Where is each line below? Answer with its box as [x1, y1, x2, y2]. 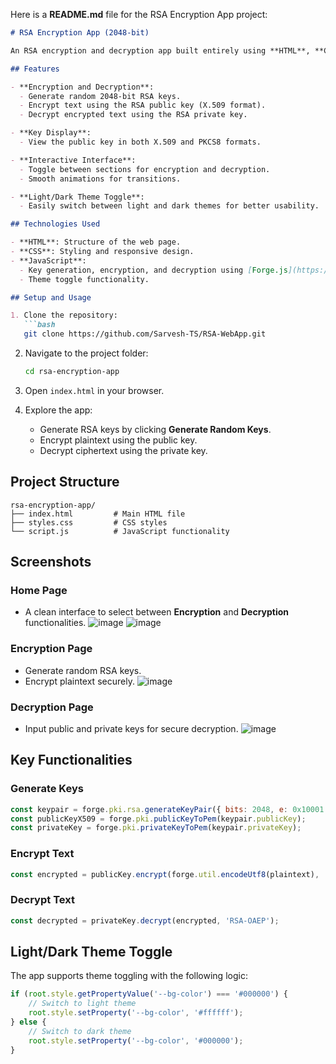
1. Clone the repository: [10, 310, 118, 321]
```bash [23, 320, 56, 330]
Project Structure [10, 474, 120, 491]
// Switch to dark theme [28, 1026, 132, 1036]
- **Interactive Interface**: [10, 155, 137, 165]
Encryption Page [10, 642, 93, 656]
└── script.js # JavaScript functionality [10, 526, 230, 536]
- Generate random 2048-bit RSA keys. [19, 91, 182, 101]
